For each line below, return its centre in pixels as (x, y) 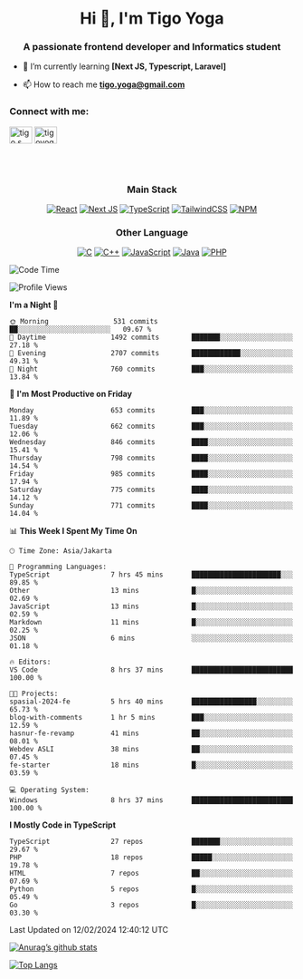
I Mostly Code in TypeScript (62, 825)
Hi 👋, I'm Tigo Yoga (152, 19)
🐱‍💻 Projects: (34, 694)
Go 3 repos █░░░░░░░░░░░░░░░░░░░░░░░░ (151, 906)
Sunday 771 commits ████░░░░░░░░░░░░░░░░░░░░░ (151, 506)
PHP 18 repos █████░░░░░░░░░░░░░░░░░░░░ (151, 858)
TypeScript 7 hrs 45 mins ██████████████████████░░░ (151, 575)
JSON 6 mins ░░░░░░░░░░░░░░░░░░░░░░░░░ (151, 638)
